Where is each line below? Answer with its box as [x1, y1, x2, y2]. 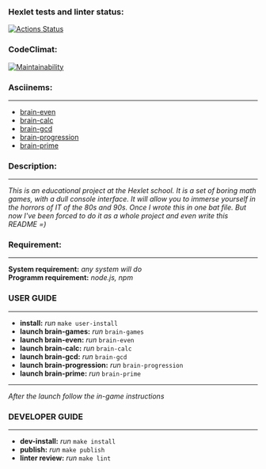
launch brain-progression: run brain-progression [19, 360, 184, 369]
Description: [8, 161, 57, 172]
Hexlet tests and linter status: [8, 6, 124, 17]
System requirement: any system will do [8, 264, 142, 274]
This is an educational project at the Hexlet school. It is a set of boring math [8, 186, 256, 195]
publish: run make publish [19, 445, 105, 455]
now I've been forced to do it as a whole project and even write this [8, 211, 229, 221]
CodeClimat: [8, 44, 58, 55]
